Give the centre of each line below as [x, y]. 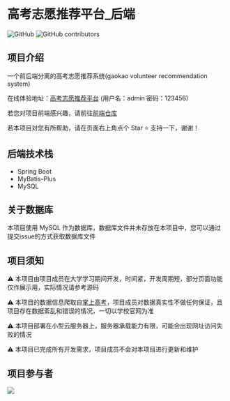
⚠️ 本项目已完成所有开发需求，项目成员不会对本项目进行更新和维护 [103, 349]
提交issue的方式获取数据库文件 [52, 236]
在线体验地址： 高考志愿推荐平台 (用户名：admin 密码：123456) [98, 98]
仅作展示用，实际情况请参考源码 [53, 287]
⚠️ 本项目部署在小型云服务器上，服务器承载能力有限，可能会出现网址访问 [112, 326]
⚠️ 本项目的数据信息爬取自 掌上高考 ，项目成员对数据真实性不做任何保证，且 [115, 302]
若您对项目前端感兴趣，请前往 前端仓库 [62, 113]
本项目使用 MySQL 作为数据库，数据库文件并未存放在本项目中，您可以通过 [114, 228]
